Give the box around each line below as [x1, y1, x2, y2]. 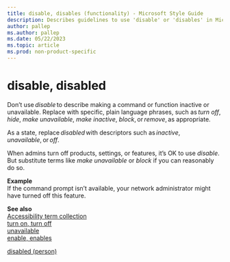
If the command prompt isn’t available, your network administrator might [7, 184, 211, 192]
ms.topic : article [7, 42, 60, 49]
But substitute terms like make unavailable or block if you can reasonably [7, 156, 214, 165]
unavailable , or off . [7, 135, 60, 144]
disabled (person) [7, 247, 57, 255]
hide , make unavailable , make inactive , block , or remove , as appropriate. [7, 115, 211, 123]
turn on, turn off [7, 219, 52, 227]
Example [7, 176, 33, 185]
